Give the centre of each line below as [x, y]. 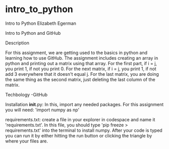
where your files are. [27, 141]
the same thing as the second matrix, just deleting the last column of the [80, 79]
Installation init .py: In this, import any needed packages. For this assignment [84, 104]
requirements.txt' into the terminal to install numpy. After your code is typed [84, 130]
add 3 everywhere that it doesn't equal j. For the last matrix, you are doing [82, 74]
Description [17, 43]
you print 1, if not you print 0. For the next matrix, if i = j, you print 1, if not [81, 69]
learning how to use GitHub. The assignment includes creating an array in [82, 58]
